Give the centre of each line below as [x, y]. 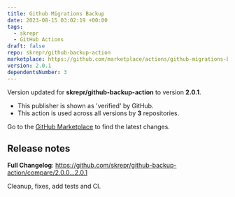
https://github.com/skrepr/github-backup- [116, 166]
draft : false [26, 46]
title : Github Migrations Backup [56, 14]
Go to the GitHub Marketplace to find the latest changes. [88, 126]
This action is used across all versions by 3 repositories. [98, 113]
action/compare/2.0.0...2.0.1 [48, 173]
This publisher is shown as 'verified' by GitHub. [85, 105]
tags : [15, 27]
